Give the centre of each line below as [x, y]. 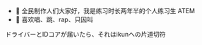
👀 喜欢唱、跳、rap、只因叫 [54, 19]
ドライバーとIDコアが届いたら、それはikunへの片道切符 [85, 34]
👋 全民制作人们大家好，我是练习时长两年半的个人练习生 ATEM [105, 11]
